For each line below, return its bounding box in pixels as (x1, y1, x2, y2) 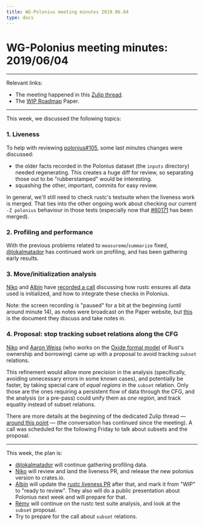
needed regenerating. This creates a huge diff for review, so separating (15, 168, 194, 176)
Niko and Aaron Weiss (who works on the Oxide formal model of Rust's (6, 344, 184, 351)
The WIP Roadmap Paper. (15, 98, 80, 105)
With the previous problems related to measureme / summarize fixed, (6, 242, 169, 249)
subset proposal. (15, 506, 57, 513)
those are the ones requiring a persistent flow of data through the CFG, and (6, 388, 195, 395)
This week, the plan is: (6, 449, 63, 456)
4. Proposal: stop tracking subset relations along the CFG (6, 330, 178, 338)
